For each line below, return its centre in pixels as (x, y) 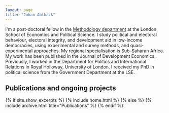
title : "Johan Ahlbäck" (30, 15)
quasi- (137, 45)
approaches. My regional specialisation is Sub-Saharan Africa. (99, 51)
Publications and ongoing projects (61, 88)
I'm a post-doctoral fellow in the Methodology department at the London (81, 29)
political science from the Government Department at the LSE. (70, 72)
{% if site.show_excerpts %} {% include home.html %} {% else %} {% (79, 100)
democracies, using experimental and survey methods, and (67, 45)
